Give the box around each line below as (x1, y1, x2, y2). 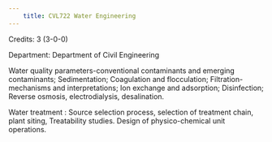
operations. (8, 124, 47, 134)
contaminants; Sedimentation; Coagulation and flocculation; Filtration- (8, 74, 244, 84)
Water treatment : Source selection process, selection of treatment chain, (8, 107, 254, 117)
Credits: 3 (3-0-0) (8, 34, 69, 44)
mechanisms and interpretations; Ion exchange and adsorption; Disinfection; (8, 83, 264, 93)
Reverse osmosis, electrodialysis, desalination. (8, 91, 165, 101)
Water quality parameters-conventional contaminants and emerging (8, 66, 235, 75)
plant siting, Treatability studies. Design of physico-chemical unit (8, 115, 226, 126)
